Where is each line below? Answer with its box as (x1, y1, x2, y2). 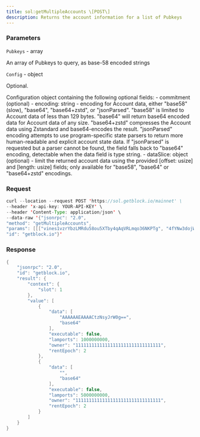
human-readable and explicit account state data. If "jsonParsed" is (6, 138, 170, 145)
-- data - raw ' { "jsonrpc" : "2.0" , (6, 215, 86, 221)
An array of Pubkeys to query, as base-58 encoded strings (6, 59, 150, 66)
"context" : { (27, 281, 60, 287)
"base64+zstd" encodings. (6, 169, 73, 176)
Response (6, 246, 36, 254)
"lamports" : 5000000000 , (48, 392, 111, 398)
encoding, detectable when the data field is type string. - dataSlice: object (6, 150, 189, 158)
